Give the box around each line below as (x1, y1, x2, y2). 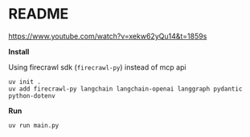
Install (8, 46, 30, 56)
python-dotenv (8, 91, 56, 100)
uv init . (8, 78, 42, 86)
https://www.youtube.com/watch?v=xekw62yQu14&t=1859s (8, 31, 207, 41)
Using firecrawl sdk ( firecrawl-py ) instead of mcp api (8, 62, 186, 72)
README (8, 5, 69, 23)
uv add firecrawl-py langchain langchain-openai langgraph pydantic (8, 85, 243, 93)
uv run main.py (8, 121, 59, 129)
